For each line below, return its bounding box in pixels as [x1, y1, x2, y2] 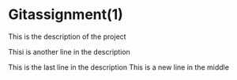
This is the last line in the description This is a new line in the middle [8, 62, 229, 72]
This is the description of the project [8, 32, 126, 41]
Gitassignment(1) [8, 6, 124, 24]
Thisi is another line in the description [8, 47, 130, 56]
